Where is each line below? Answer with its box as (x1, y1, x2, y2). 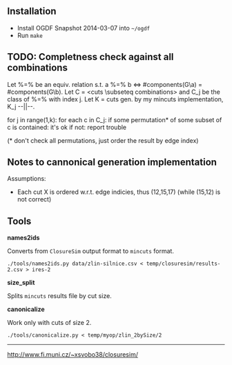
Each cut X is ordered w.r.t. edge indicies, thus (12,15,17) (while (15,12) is (17, 188, 221, 196)
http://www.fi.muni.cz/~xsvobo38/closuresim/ (7, 351, 138, 359)
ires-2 (32, 266, 51, 273)
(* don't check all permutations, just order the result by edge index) (7, 136, 199, 144)
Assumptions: (7, 175, 46, 183)
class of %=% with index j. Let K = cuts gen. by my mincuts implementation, (7, 95, 224, 103)
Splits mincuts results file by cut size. (7, 292, 112, 300)
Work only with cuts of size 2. (7, 319, 92, 327)
